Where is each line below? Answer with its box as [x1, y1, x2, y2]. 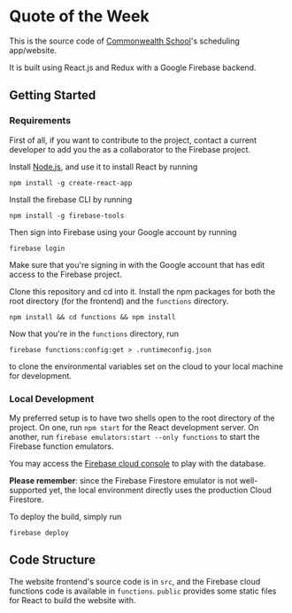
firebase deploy [9, 528, 69, 538]
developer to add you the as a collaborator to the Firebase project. [9, 144, 250, 154]
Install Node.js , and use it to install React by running [9, 161, 198, 172]
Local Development [9, 392, 95, 405]
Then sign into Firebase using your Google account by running [9, 226, 237, 237]
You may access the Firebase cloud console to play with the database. [9, 458, 266, 468]
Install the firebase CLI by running [9, 193, 133, 205]
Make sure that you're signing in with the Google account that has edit [9, 259, 265, 270]
